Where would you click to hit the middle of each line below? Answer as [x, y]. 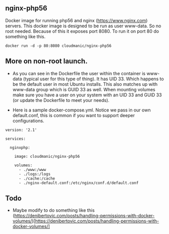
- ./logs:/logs [35, 174]
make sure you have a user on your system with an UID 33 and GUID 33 [87, 95]
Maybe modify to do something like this [53, 210]
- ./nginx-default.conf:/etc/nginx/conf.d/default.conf [78, 183]
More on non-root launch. [46, 61]
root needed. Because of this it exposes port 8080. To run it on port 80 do [82, 31]
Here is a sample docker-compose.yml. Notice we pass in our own [81, 110]
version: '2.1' [21, 130]
